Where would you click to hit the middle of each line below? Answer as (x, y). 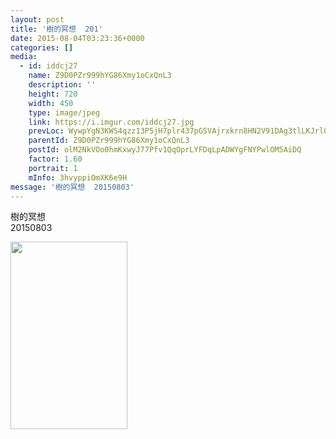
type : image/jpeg (64, 112)
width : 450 (51, 103)
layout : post (37, 19)
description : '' (62, 85)
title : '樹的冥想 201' (56, 29)
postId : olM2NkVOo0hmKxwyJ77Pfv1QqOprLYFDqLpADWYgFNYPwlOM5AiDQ (165, 150)
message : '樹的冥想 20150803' (72, 187)
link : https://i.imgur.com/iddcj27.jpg (111, 122)
